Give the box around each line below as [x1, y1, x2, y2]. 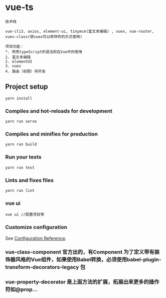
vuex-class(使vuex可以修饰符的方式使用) [5, 34, 83, 39]
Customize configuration [5, 223, 68, 231]
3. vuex [5, 63, 22, 68]
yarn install [5, 96, 33, 101]
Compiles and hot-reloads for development [5, 107, 113, 114]
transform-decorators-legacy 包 [5, 264, 86, 271]
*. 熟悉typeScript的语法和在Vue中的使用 [5, 49, 83, 54]
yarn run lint [5, 188, 35, 193]
